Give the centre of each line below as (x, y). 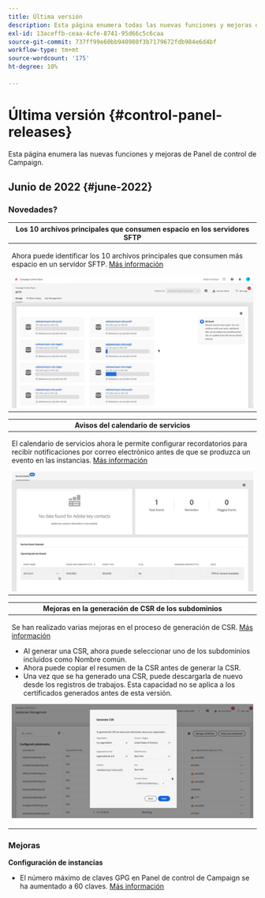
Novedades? (33, 209)
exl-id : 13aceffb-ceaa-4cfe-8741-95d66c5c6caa (86, 33)
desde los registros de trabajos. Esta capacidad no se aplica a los (129, 685)
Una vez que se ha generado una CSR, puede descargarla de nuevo (133, 676)
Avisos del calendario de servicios (132, 425)
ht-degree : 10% (33, 67)
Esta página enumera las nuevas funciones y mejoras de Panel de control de (132, 153)
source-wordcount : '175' (49, 58)
